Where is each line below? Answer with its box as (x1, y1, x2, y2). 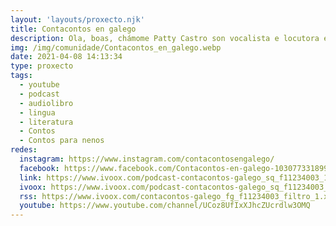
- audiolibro (19, 98, 74, 108)
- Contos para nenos (19, 136, 105, 146)
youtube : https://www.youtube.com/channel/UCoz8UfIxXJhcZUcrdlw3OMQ (19, 201, 311, 211)
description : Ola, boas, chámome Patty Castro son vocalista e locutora (10, 33, 320, 43)
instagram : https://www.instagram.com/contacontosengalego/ (19, 154, 275, 164)
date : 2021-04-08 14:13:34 (10, 52, 123, 62)
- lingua (19, 107, 56, 118)
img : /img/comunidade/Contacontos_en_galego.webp (10, 42, 222, 53)
